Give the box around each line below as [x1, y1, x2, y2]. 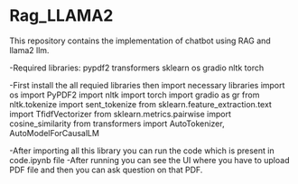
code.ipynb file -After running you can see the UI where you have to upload [9, 154, 290, 165]
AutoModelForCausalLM [9, 127, 99, 138]
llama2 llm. [9, 44, 50, 55]
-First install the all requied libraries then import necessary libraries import [9, 79, 285, 90]
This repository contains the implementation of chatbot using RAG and [9, 35, 271, 46]
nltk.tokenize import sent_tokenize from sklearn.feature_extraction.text [9, 98, 273, 109]
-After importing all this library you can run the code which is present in [9, 145, 275, 156]
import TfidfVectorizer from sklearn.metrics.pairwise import [9, 108, 232, 119]
